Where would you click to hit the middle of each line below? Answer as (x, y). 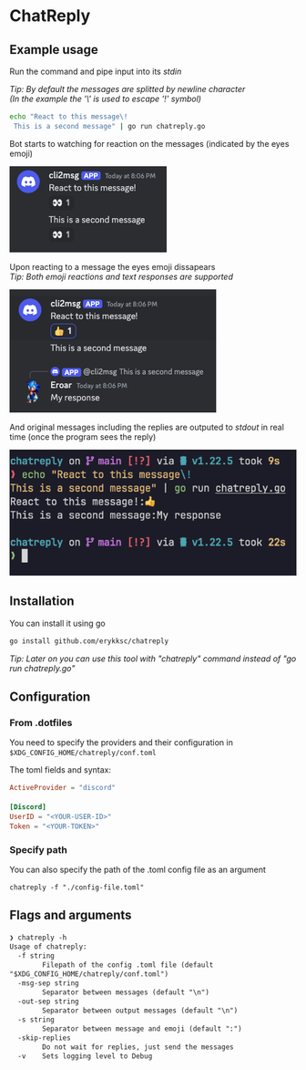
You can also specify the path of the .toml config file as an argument (138, 869)
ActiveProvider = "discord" (63, 788)
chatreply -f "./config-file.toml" (77, 887)
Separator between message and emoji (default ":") (143, 1028)
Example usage (54, 50)
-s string (36, 1019)
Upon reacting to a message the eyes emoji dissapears (112, 266)
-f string (36, 956)
